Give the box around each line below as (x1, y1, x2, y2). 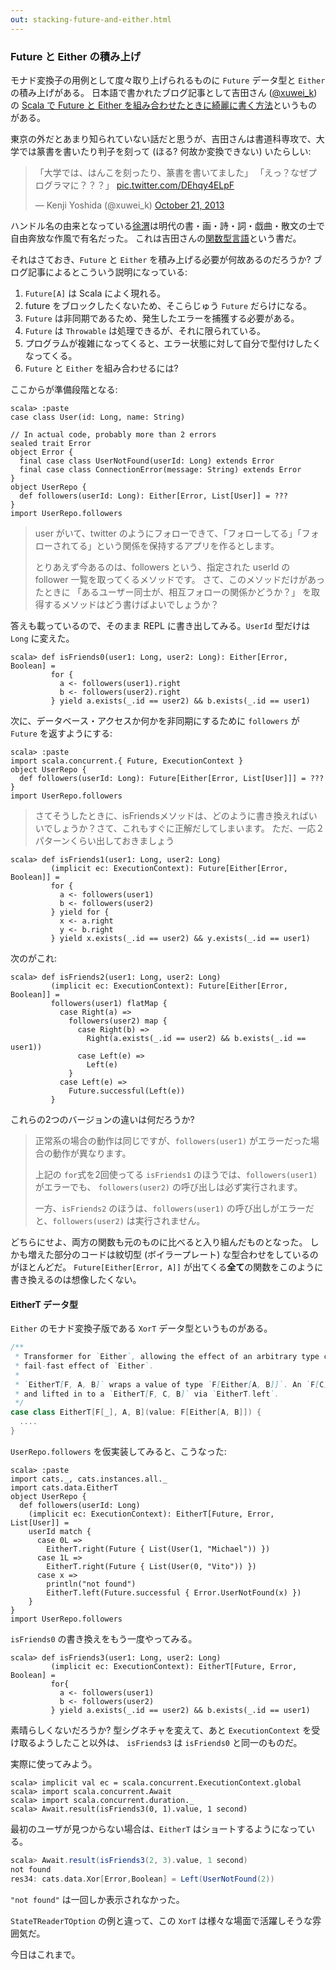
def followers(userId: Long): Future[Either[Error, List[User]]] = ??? (19, 773, 325, 783)
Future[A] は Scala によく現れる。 (24, 287, 167, 299)
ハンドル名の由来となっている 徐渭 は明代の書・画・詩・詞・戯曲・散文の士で (10, 219, 325, 231)
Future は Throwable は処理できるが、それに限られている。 (24, 324, 267, 336)
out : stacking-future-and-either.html (10, 14, 172, 25)
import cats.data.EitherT (10, 1482, 118, 1493)
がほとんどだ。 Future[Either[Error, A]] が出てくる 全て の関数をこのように (10, 1261, 324, 1273)
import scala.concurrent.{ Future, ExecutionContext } (10, 756, 244, 766)
